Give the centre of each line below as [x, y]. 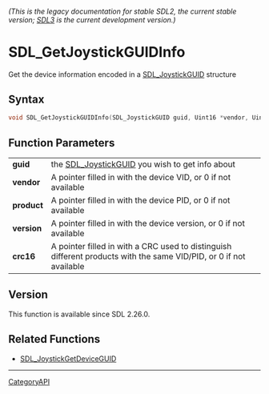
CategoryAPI [29, 381]
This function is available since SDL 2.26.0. [79, 314]
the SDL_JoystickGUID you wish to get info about [143, 164]
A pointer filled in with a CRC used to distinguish [141, 247]
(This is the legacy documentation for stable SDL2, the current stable [122, 11]
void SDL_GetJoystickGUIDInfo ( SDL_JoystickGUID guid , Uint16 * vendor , [128, 118]
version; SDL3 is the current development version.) [92, 19]
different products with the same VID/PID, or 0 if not [148, 256]
